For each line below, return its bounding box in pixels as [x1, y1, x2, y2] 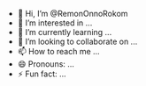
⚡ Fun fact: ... [17, 68, 66, 79]
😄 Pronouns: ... [17, 59, 75, 69]
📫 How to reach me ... [17, 47, 100, 56]
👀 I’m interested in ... [17, 18, 93, 28]
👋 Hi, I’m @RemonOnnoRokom [17, 9, 128, 18]
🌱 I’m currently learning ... [17, 27, 112, 37]
